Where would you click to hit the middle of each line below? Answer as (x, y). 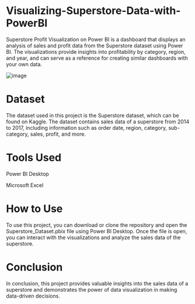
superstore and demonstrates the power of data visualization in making (92, 289)
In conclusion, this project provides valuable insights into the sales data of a (97, 283)
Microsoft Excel (25, 185)
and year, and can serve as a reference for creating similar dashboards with (97, 58)
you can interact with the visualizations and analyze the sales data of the (93, 237)
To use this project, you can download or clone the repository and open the (97, 225)
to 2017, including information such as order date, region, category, (87, 127)
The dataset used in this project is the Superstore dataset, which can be (93, 115)
